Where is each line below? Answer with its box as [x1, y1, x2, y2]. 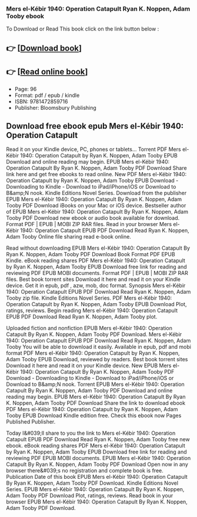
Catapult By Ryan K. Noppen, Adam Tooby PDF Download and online [6, 387, 173, 394]
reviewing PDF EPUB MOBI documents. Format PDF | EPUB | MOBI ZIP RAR [6, 270, 188, 277]
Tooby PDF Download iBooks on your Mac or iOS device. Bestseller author [6, 202, 186, 209]
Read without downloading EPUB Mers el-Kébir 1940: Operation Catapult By [6, 244, 190, 251]
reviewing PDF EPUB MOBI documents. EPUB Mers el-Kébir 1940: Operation [6, 455, 191, 462]
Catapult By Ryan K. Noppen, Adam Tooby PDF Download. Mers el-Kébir [6, 331, 182, 338]
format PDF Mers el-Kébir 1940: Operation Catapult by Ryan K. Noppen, [6, 350, 180, 357]
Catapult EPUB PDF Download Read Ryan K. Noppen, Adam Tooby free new [6, 436, 190, 443]
